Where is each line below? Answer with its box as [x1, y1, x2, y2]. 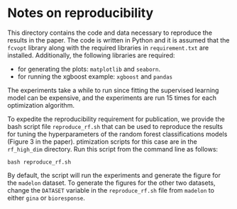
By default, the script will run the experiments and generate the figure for [7, 171, 221, 179]
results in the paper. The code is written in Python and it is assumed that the [7, 35, 230, 44]
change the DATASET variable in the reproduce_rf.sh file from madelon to [7, 186, 215, 194]
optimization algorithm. [7, 101, 75, 109]
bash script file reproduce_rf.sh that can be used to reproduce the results [7, 122, 224, 130]
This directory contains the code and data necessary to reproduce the [7, 28, 213, 37]
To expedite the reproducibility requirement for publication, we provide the [7, 115, 225, 123]
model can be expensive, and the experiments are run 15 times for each [7, 94, 216, 102]
